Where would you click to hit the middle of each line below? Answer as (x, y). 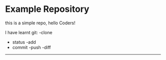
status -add (24, 42)
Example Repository (47, 9)
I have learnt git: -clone (29, 32)
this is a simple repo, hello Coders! (40, 23)
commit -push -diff (31, 47)
